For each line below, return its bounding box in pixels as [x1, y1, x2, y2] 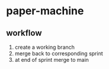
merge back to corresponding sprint [14, 50, 103, 57]
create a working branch [14, 43, 75, 51]
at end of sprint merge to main [14, 57, 89, 63]
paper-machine [6, 4, 84, 18]
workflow [6, 28, 42, 38]
